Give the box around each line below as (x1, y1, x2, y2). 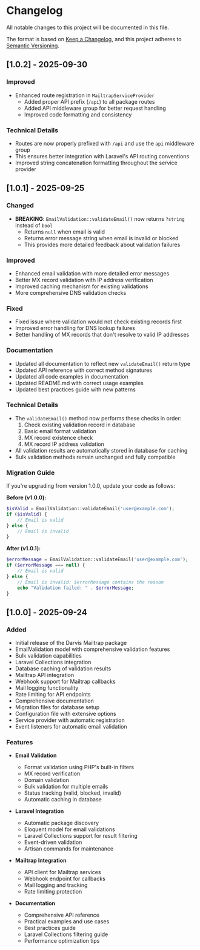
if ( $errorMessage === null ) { (6, 562, 85, 568)
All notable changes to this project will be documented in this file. (6, 24, 170, 31)
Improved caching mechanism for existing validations (15, 283, 148, 290)
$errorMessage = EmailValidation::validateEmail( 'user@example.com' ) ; (6, 556, 188, 563)
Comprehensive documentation (15, 697, 94, 704)
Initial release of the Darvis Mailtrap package (15, 639, 127, 647)
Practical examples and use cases (24, 918, 110, 925)
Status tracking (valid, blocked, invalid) (24, 789, 121, 797)
